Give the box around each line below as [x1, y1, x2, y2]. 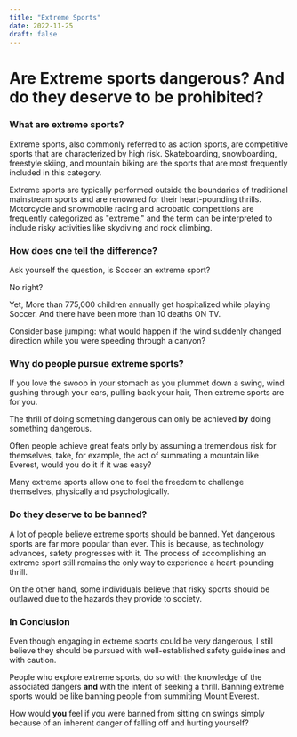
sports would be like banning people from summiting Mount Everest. [9, 691, 260, 701]
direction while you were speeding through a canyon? [9, 336, 206, 346]
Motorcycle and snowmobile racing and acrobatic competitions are [9, 203, 254, 214]
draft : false [9, 29, 58, 38]
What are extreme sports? [9, 118, 124, 131]
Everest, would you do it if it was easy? [9, 459, 152, 470]
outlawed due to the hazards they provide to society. [9, 593, 203, 603]
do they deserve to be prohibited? [9, 86, 264, 107]
